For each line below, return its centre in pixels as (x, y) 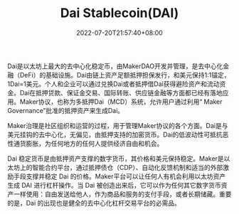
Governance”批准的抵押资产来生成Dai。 (66, 110)
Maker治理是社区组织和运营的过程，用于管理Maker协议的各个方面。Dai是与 (118, 125)
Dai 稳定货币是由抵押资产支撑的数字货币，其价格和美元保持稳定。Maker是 (116, 159)
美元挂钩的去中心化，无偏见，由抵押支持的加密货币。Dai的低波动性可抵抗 (115, 134)
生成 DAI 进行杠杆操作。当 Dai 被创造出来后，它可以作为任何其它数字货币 (115, 185)
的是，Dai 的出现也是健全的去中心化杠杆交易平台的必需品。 (94, 203)
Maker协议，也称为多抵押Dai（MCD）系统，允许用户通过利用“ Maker (121, 102)
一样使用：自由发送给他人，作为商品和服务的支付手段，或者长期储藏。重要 (122, 194)
